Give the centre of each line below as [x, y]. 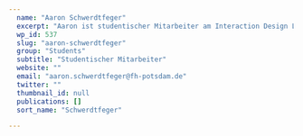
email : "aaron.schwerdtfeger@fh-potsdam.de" [102, 77]
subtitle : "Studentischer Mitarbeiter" [92, 59]
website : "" [39, 68]
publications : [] [49, 101]
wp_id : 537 [37, 34]
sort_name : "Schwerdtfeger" [70, 110]
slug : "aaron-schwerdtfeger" [71, 43]
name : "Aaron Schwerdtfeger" [71, 18]
